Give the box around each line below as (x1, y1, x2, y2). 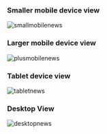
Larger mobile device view (7, 38, 97, 48)
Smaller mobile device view (7, 5, 100, 15)
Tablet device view (7, 71, 71, 80)
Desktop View (7, 104, 55, 113)
